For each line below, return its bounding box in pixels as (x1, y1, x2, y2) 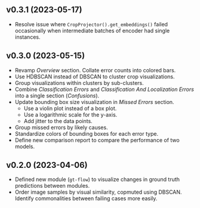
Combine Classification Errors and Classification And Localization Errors (14, 85, 194, 93)
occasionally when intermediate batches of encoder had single (14, 27, 170, 34)
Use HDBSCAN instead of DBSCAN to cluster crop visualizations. (14, 73, 175, 80)
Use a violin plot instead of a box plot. (23, 105, 117, 112)
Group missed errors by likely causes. (14, 124, 109, 131)
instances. (14, 33, 41, 41)
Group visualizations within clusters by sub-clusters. (14, 79, 144, 86)
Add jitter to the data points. (23, 117, 93, 124)
